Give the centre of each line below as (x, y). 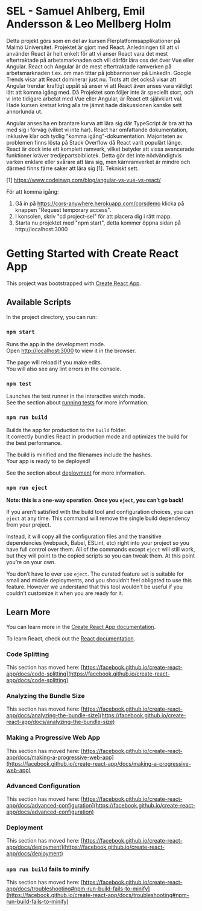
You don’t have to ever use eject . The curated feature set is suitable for (95, 574)
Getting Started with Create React (93, 254)
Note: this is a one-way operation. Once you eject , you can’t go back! (95, 500)
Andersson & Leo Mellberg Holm (89, 24)
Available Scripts (39, 302)
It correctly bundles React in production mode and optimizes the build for (97, 436)
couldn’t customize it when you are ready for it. (65, 593)
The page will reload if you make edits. (54, 362)
